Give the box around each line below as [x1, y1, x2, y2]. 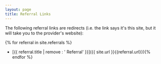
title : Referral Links [5, 12, 51, 16]
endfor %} [12, 54, 33, 60]
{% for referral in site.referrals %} [5, 39, 72, 45]
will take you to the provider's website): [5, 30, 84, 36]
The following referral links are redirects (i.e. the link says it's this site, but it [5, 25, 156, 31]
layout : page [5, 7, 32, 12]
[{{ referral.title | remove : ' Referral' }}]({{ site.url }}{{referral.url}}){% [12, 49, 151, 55]
